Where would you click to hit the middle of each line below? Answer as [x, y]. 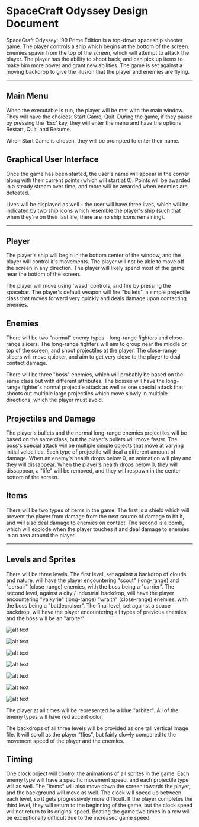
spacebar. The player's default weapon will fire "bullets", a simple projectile [98, 292]
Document [33, 23]
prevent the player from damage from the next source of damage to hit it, [95, 516]
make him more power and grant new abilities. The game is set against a [94, 65]
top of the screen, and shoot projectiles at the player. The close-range [92, 350]
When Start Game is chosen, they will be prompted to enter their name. [93, 140]
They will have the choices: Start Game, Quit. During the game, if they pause [99, 117]
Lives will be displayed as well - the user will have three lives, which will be [97, 204]
